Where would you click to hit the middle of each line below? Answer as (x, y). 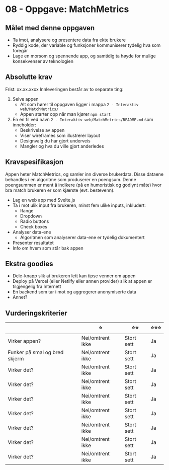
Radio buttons (34, 221)
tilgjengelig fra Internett (37, 287)
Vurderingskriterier (36, 313)
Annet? (20, 297)
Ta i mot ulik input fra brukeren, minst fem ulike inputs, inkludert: (79, 205)
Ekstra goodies (29, 264)
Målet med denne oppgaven (50, 28)
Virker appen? (24, 341)
